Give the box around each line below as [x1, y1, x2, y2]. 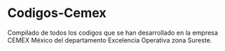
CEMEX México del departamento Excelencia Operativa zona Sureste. [7, 35, 212, 44]
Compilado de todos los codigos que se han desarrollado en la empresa [7, 28, 219, 37]
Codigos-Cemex [7, 5, 107, 21]
